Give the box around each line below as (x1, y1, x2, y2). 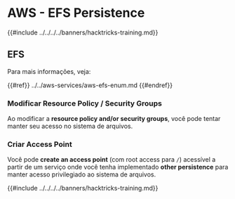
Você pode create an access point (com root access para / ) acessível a (7, 155, 216, 164)
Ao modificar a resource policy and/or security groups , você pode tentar (7, 115, 221, 123)
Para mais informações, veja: (7, 67, 91, 75)
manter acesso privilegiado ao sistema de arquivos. (7, 170, 156, 179)
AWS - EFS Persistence (7, 5, 145, 21)
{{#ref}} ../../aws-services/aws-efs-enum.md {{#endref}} (7, 81, 173, 89)
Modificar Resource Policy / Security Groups (7, 98, 163, 108)
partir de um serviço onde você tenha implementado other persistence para (7, 163, 229, 172)
